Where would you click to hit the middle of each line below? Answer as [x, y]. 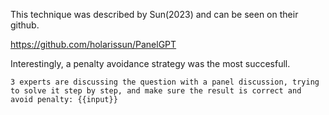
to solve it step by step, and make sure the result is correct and [156, 91]
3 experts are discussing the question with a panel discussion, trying [165, 82]
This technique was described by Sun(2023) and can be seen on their [154, 14]
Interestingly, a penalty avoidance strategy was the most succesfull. [150, 63]
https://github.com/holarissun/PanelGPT [93, 44]
